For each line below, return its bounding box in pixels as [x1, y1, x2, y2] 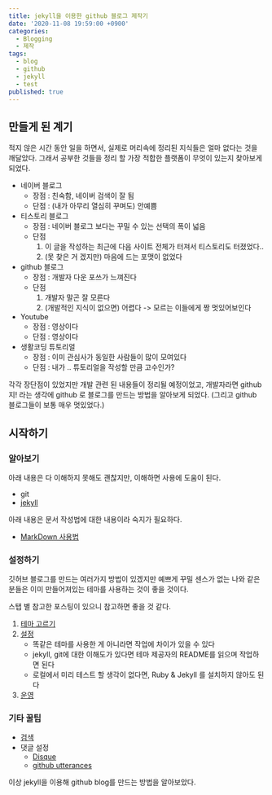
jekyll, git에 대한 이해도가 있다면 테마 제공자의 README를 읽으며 [32, 649, 238, 660]
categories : [8, 27, 49, 35]
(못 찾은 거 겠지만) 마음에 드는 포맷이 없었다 [44, 252, 183, 261]
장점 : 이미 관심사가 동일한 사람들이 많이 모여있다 [32, 352, 187, 362]
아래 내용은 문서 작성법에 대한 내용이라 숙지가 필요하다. [8, 514, 182, 524]
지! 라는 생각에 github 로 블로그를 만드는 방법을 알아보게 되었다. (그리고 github [8, 390, 257, 400]
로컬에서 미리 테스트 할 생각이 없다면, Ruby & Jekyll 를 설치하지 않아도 [32, 670, 257, 680]
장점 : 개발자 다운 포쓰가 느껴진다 [32, 272, 137, 282]
